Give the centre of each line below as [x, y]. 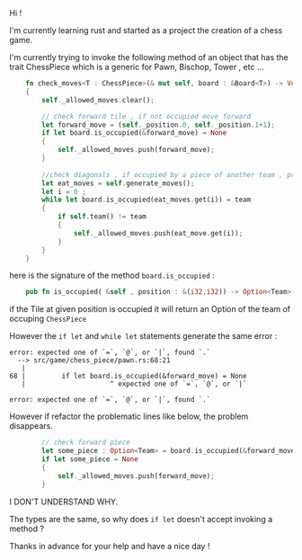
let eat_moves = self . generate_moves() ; [118, 183]
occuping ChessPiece [48, 319]
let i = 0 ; [64, 191]
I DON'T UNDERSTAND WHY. [64, 502]
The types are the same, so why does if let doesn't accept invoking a [141, 519]
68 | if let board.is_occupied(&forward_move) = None [128, 377]
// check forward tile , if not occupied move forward [147, 116]
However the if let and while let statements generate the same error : [143, 336]
